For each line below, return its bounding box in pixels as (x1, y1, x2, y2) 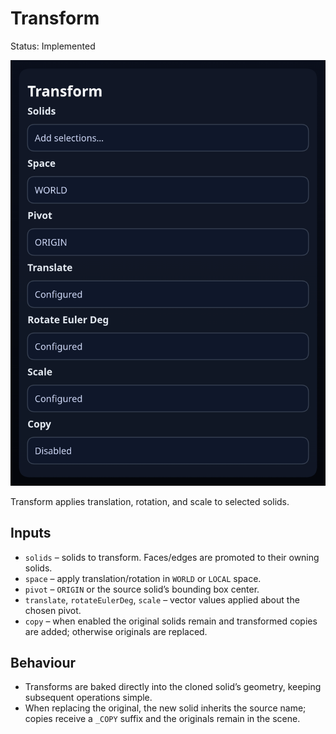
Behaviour (10, 655, 77, 671)
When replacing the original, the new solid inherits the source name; (24, 702, 307, 714)
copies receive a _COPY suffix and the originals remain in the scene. (24, 713, 301, 725)
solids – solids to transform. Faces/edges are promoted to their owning (24, 551, 320, 563)
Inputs (10, 525, 52, 542)
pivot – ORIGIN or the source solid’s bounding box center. (24, 583, 260, 595)
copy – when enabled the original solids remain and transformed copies (24, 615, 318, 627)
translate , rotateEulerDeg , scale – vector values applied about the (24, 593, 300, 606)
